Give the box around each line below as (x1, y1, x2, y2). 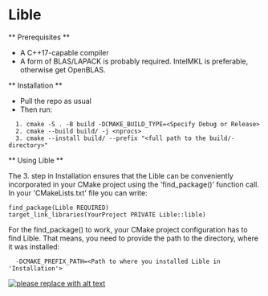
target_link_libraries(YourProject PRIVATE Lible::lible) (8, 211, 206, 219)
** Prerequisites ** (8, 32, 71, 42)
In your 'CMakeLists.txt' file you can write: (8, 187, 148, 198)
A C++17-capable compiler (19, 47, 110, 57)
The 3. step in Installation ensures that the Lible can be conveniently (8, 171, 234, 180)
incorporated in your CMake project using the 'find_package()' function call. (8, 179, 259, 189)
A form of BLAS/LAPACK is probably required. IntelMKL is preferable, (19, 56, 249, 66)
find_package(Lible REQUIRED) (8, 203, 110, 212)
